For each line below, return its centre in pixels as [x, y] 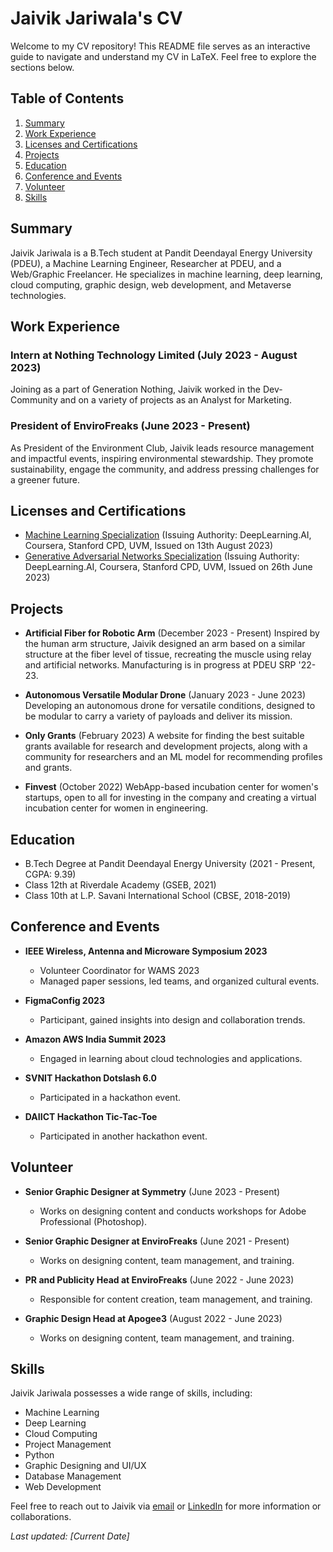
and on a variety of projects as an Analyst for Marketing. [175, 400]
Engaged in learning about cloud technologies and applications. [171, 1058]
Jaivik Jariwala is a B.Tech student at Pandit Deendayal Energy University [161, 253]
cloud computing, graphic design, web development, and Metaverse [151, 284]
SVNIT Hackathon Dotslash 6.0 [90, 1078]
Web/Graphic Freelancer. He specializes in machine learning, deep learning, [166, 274]
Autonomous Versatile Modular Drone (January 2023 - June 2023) [165, 695]
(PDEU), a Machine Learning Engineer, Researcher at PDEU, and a [146, 263]
